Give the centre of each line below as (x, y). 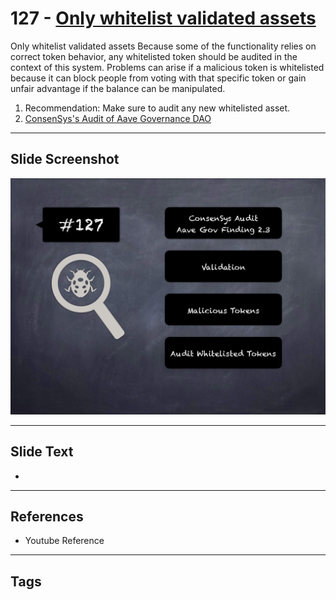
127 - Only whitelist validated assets (163, 18)
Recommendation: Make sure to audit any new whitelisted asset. (157, 108)
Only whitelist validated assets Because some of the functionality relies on (163, 46)
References (47, 516)
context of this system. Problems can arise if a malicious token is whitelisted (167, 67)
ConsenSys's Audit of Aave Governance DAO (118, 118)
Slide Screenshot (65, 159)
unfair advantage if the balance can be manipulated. (118, 88)
